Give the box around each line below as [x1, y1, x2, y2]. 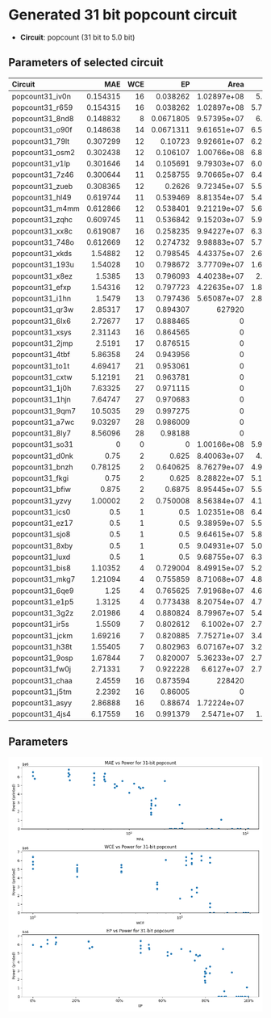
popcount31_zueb [11, 181, 73, 191]
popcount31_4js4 [11, 709, 71, 719]
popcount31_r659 [11, 103, 73, 112]
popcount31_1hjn [11, 394, 71, 405]
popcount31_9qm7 [11, 406, 77, 415]
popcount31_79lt [11, 136, 70, 146]
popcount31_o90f [11, 125, 73, 135]
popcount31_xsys [11, 327, 72, 337]
